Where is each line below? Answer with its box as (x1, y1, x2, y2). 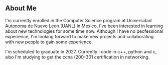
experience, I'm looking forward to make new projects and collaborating (5, 33, 154, 39)
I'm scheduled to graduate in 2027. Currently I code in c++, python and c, (5, 48, 157, 54)
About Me (5, 4, 37, 13)
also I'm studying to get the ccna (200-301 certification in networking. (5, 54, 150, 60)
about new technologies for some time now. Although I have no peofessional (5, 28, 163, 34)
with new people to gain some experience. (5, 39, 93, 45)
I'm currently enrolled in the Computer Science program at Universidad (5, 17, 152, 23)
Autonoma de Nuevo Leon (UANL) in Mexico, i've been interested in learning (5, 23, 163, 29)
